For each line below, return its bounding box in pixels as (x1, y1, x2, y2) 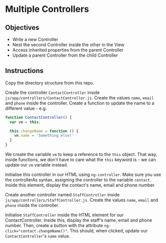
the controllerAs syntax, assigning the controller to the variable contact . (5, 177, 152, 183)
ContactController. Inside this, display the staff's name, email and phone (5, 217, 153, 223)
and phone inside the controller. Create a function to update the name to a (5, 100, 155, 106)
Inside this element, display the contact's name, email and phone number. (5, 182, 156, 188)
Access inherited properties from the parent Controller (12, 47, 124, 53)
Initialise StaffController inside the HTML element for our (5, 212, 124, 218)
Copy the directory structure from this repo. (5, 80, 95, 85)
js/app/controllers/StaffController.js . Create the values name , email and (5, 197, 159, 203)
